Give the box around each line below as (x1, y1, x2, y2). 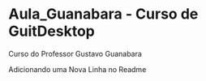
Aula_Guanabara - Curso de (8, 5, 199, 23)
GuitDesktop (8, 22, 95, 40)
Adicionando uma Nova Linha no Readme (8, 64, 147, 74)
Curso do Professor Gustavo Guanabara (8, 49, 142, 58)
